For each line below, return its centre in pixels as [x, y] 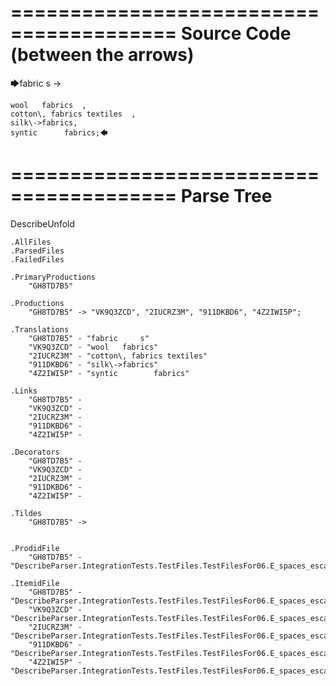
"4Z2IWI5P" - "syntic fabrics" [109, 373]
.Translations [40, 329]
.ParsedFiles [37, 251]
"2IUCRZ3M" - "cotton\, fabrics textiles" [118, 356]
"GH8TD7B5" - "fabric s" [89, 338]
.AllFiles [31, 242]
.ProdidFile [35, 548]
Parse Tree [226, 196]
